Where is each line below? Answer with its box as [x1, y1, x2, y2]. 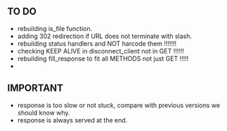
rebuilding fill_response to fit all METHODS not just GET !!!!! [17, 54, 189, 63]
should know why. [17, 108, 70, 117]
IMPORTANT [7, 82, 63, 94]
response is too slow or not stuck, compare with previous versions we [17, 101, 220, 109]
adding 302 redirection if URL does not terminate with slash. [17, 32, 192, 40]
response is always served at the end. [17, 116, 128, 124]
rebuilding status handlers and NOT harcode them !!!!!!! [17, 39, 177, 48]
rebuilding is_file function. [17, 24, 93, 32]
